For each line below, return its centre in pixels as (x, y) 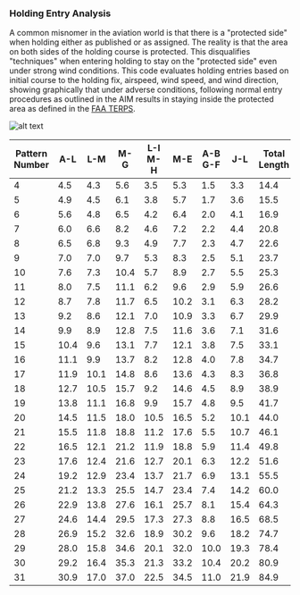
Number (31, 165)
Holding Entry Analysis (60, 13)
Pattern (31, 154)
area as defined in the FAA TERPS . (72, 109)
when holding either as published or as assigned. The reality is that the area (149, 42)
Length (274, 165)
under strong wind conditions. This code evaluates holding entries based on (149, 71)
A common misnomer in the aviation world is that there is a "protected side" (149, 33)
